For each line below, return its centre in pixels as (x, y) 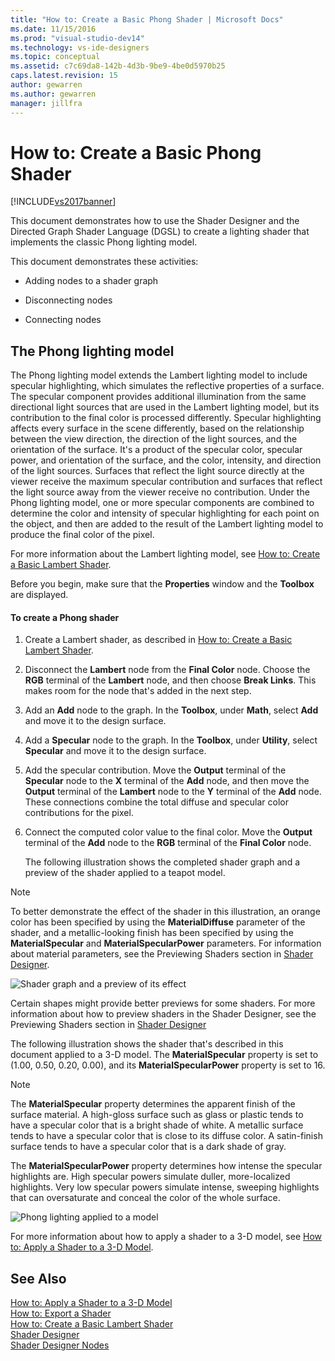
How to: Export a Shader (61, 1313)
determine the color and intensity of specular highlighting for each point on (165, 513)
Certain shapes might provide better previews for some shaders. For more (163, 1003)
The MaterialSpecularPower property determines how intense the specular (166, 1166)
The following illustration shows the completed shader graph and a (162, 862)
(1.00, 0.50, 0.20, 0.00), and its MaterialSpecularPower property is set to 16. (168, 1065)
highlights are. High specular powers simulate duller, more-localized (150, 1177)
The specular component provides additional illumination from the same (158, 397)
